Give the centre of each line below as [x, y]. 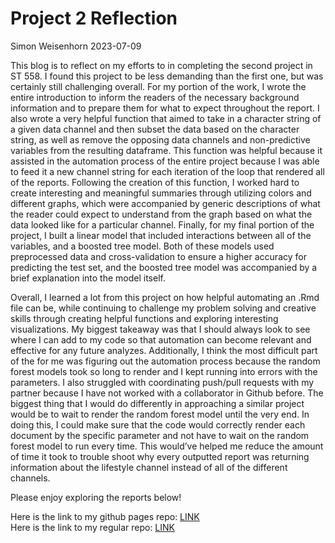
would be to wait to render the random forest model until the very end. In [160, 414]
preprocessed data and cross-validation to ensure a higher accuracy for [158, 256]
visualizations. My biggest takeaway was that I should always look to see [160, 329]
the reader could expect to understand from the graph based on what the [161, 214]
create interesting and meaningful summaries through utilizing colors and [161, 193]
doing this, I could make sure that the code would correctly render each [158, 424]
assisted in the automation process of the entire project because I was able [165, 161]
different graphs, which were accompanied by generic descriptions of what [165, 203]
